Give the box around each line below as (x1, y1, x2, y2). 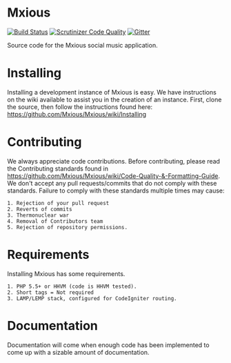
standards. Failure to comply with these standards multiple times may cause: (7, 186, 225, 195)
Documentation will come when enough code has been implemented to (7, 340, 210, 349)
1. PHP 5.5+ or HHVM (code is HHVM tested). (7, 283, 137, 290)
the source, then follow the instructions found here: (7, 102, 153, 111)
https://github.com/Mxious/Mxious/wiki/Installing (7, 110, 147, 118)
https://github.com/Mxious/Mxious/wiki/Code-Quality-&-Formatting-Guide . (7, 171, 221, 180)
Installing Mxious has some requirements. (7, 269, 125, 277)
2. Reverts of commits (7, 206, 72, 213)
